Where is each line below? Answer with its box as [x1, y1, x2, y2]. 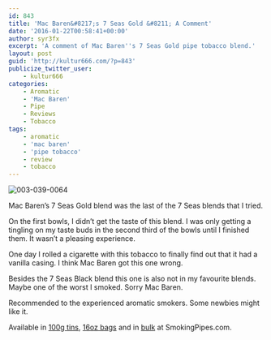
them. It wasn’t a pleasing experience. [8, 234, 135, 243]
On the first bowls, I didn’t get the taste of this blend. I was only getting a [8, 217, 252, 226]
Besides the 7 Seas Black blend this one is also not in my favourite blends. [8, 273, 256, 284]
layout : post [8, 49, 53, 58]
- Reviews [23, 110, 57, 118]
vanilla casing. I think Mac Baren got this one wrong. [8, 258, 183, 268]
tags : [8, 125, 27, 133]
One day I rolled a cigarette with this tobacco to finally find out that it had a [8, 249, 258, 260]
